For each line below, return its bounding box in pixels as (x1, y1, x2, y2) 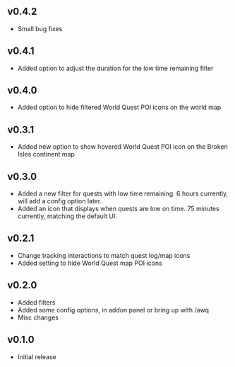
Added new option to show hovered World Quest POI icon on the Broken (17, 142, 228, 151)
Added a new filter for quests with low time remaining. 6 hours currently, (17, 189, 229, 198)
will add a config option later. (17, 197, 102, 205)
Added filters (17, 298, 56, 307)
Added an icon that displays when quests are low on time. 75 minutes (17, 205, 220, 213)
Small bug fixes (17, 24, 63, 33)
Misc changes (17, 313, 59, 322)
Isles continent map (17, 150, 76, 159)
